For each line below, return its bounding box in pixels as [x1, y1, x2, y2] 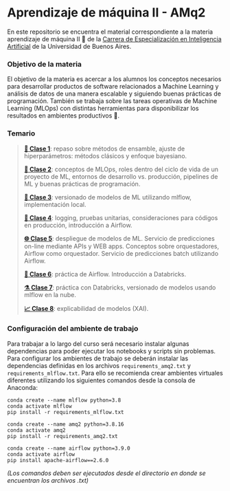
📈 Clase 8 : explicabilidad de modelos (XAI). [23, 304, 149, 312]
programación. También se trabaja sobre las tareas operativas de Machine [7, 97, 218, 105]
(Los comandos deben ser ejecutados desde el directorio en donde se [7, 469, 206, 477]
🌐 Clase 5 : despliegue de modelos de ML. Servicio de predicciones [23, 234, 215, 242]
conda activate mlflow [7, 402, 72, 410]
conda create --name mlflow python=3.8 [7, 397, 122, 404]
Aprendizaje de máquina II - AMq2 [7, 5, 206, 21]
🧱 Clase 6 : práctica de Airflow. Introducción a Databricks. [23, 270, 187, 278]
